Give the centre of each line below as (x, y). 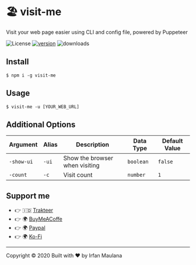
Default (172, 141)
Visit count (78, 175)
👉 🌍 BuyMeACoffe (38, 219)
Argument (23, 144)
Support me (28, 196)
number (136, 175)
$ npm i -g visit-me (31, 75)
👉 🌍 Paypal (30, 228)
